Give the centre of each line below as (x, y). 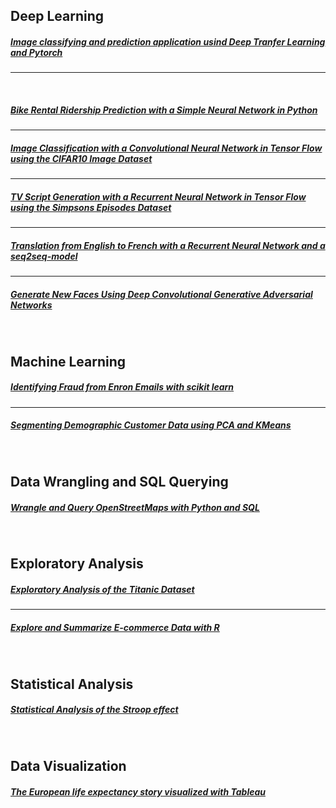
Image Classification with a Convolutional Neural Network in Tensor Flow (166, 148)
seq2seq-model (44, 256)
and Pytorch (36, 52)
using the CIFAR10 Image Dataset (81, 158)
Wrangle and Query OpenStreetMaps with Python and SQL (135, 507)
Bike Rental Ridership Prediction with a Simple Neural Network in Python (164, 110)
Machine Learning (68, 361)
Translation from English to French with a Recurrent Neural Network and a (168, 245)
